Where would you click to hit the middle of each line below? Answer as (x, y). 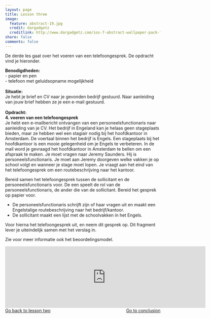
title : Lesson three (26, 14)
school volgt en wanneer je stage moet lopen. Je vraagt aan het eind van (79, 164)
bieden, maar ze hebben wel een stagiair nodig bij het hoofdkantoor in (76, 133)
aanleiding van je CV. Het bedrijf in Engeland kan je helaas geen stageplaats (82, 128)
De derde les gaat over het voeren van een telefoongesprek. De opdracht (79, 56)
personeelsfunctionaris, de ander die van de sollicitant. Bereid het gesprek (81, 190)
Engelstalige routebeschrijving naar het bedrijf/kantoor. (68, 210)
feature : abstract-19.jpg (36, 23)
